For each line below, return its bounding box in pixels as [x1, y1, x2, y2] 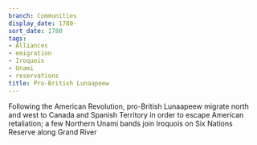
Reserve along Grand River [8, 126, 97, 137]
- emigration [8, 49, 52, 57]
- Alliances [8, 42, 48, 50]
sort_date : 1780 [8, 27, 63, 35]
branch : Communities [8, 11, 78, 20]
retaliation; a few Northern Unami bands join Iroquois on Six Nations [8, 118, 233, 128]
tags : [8, 34, 27, 43]
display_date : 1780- [8, 19, 78, 27]
